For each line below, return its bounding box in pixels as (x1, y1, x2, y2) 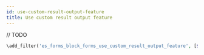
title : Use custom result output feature (6, 15, 113, 21)
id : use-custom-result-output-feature (6, 8, 104, 15)
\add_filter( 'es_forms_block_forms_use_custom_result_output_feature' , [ (6, 43, 197, 49)
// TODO (6, 31, 27, 38)
